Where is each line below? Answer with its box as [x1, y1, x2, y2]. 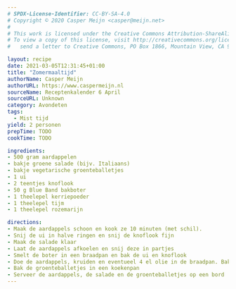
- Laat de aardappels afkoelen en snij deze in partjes [7, 245, 174, 252]
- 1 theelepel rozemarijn [7, 206, 83, 214]
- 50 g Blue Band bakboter [7, 186, 86, 194]
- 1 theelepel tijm [7, 199, 65, 207]
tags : [7, 109, 23, 116]
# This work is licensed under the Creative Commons [7, 30, 165, 37]
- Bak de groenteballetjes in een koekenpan [7, 265, 140, 272]
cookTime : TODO [7, 135, 52, 142]
